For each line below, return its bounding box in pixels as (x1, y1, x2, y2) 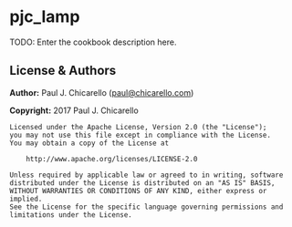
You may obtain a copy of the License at (9, 139, 170, 148)
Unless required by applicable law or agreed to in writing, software (9, 170, 284, 180)
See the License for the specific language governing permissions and (9, 202, 284, 212)
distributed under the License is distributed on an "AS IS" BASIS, (9, 178, 276, 188)
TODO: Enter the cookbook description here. (9, 36, 177, 47)
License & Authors (9, 63, 117, 78)
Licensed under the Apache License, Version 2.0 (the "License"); (9, 122, 267, 131)
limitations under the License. (9, 210, 132, 220)
